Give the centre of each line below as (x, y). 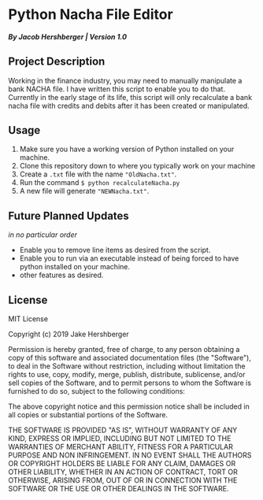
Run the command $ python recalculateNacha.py (100, 183)
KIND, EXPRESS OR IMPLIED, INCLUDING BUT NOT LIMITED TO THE (120, 439)
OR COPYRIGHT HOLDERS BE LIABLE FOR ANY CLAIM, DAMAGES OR (122, 464)
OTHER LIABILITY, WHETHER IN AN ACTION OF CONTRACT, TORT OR (123, 472)
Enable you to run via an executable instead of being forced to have (129, 258)
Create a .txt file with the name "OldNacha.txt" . (98, 174)
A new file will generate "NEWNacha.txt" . (84, 191)
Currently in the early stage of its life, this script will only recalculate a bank (130, 97)
